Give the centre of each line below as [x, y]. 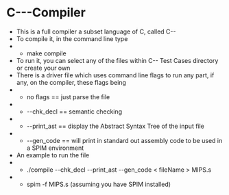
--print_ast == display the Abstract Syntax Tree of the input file [116, 126]
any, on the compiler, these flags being [71, 82]
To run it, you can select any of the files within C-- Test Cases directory [117, 60]
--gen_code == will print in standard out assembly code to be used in [124, 140]
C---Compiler [46, 13]
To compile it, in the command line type [72, 38]
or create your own [43, 68]
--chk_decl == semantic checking [74, 112]
